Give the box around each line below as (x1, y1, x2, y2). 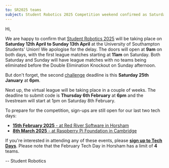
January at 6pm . (5, 77, 41, 83)
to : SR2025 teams (5, 7, 42, 13)
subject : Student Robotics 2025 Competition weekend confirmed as (5, 12, 147, 17)
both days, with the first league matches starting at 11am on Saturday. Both (5, 51, 161, 58)
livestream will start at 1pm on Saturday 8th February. (5, 97, 116, 103)
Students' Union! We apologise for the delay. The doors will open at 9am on (5, 46, 162, 52)
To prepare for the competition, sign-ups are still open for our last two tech (5, 107, 160, 113)
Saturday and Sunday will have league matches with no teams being (5, 57, 147, 63)
